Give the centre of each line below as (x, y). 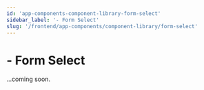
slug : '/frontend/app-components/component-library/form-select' (102, 26)
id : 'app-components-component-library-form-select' (84, 13)
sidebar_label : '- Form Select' (53, 20)
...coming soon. (29, 79)
